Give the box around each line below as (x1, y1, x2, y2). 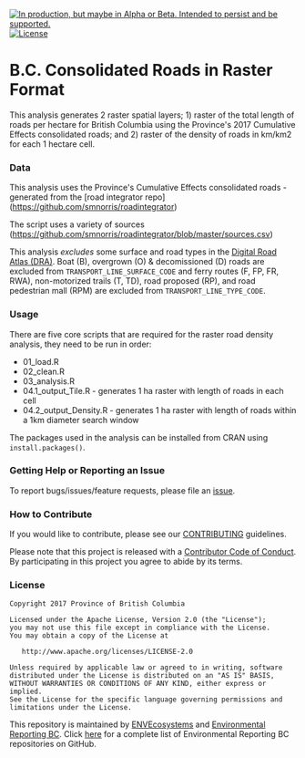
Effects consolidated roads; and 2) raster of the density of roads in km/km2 (9, 129, 292, 140)
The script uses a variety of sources (9, 219, 146, 230)
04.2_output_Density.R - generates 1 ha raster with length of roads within (22, 404, 297, 415)
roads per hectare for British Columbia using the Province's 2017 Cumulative (9, 119, 296, 130)
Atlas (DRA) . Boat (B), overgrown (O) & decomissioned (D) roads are (9, 256, 266, 267)
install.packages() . (9, 441, 86, 452)
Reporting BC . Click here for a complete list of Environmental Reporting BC (9, 729, 290, 740)
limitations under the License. (9, 703, 132, 712)
